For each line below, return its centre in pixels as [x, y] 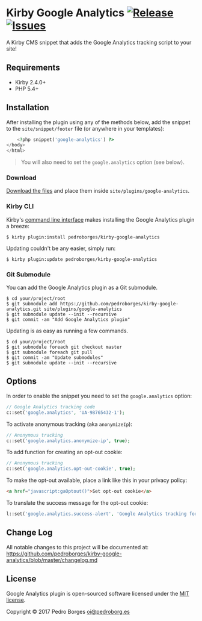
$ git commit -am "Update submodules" [55, 358]
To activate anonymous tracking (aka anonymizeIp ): [69, 424]
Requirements [33, 68]
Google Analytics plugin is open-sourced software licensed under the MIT [98, 593]
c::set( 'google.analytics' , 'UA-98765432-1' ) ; [66, 413]
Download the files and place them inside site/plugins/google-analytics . [98, 191]
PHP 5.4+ [27, 89]
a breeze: [18, 226]
